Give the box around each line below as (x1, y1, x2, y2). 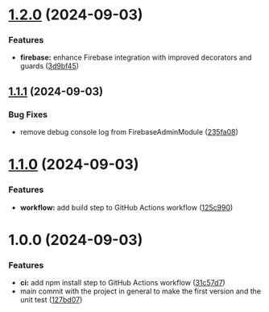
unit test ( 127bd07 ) (19, 295, 83, 305)
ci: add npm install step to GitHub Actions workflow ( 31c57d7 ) (19, 278, 226, 288)
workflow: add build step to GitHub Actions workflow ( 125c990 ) (19, 202, 234, 212)
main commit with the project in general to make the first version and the (19, 286, 262, 296)
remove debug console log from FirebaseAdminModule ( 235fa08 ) (19, 127, 239, 137)
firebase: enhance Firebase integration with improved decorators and (19, 52, 252, 62)
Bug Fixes (8, 109, 48, 120)
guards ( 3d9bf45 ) (19, 61, 79, 71)
